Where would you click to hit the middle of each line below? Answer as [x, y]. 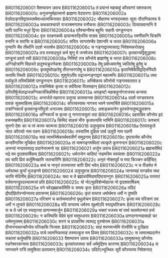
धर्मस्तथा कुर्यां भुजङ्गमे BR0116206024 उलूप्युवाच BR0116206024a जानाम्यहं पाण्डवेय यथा [82, 171]
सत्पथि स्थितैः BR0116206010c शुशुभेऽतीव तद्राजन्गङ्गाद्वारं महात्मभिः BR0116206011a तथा [81, 75]
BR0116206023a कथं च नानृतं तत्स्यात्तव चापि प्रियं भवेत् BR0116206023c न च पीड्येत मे [81, 165]
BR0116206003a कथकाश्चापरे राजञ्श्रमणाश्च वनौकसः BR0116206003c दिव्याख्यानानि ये [81, 24]
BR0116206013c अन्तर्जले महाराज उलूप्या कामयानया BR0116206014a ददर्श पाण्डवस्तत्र [79, 98]
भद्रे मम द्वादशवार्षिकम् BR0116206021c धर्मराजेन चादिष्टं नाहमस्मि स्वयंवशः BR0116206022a [83, 154]
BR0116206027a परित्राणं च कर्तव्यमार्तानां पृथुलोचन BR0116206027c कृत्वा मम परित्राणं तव [82, 199]
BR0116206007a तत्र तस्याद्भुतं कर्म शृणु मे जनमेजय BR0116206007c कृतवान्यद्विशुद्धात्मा [80, 53]
